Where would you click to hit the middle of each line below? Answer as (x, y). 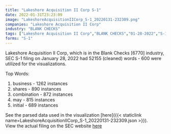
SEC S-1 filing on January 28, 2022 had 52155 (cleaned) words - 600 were (83, 58)
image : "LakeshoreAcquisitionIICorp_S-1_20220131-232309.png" (73, 19)
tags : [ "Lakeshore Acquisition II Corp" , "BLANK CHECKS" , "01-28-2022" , (82, 34)
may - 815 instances (34, 99)
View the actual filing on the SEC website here (54, 126)
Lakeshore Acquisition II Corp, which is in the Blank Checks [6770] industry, (85, 53)
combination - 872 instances (42, 94)
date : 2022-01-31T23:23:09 (34, 15)
